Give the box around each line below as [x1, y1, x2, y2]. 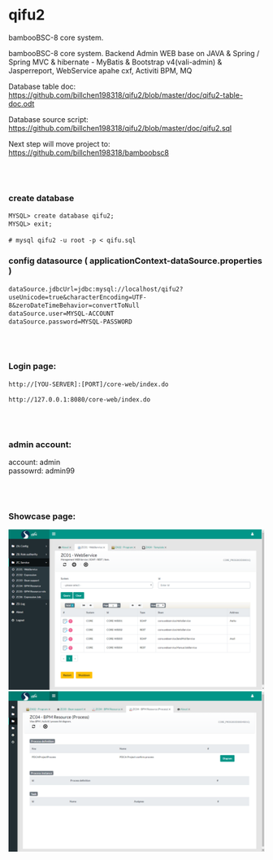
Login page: [8, 361, 57, 372]
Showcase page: [8, 511, 76, 522]
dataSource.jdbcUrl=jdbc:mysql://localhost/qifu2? [8, 285, 184, 293]
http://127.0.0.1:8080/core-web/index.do [8, 395, 151, 404]
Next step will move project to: [8, 138, 110, 148]
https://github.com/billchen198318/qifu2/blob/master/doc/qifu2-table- [8, 90, 244, 99]
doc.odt [8, 99, 35, 108]
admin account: [8, 438, 71, 450]
